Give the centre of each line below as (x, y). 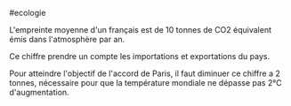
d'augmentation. (39, 92)
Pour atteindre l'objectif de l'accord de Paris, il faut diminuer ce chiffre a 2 (145, 73)
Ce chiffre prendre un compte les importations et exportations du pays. (139, 56)
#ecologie (28, 13)
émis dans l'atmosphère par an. (67, 39)
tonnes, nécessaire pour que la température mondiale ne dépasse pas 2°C (145, 83)
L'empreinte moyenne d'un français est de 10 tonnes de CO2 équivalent (141, 30)
